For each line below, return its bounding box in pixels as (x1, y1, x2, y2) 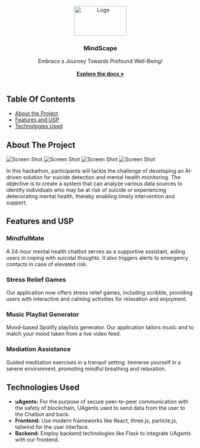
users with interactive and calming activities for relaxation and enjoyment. (6, 295, 187, 302)
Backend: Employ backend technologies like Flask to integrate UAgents (14, 430, 191, 437)
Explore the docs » (76, 70, 124, 78)
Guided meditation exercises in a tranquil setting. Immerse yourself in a (6, 358, 181, 366)
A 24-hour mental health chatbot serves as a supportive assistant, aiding (6, 248, 186, 255)
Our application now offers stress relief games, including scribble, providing (6, 289, 193, 296)
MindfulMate (6, 234, 45, 243)
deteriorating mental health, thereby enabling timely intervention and (6, 192, 175, 200)
